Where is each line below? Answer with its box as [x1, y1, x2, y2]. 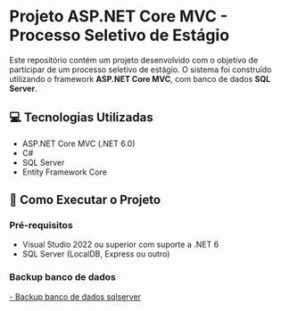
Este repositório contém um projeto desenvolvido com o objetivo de [9, 54, 259, 65]
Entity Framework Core [21, 167, 107, 177]
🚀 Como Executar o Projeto [9, 192, 161, 208]
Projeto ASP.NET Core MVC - [9, 6, 228, 27]
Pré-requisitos [9, 219, 73, 232]
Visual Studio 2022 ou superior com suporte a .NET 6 [21, 239, 219, 250]
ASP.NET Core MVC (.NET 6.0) [21, 138, 136, 149]
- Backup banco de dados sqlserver [9, 291, 141, 302]
